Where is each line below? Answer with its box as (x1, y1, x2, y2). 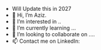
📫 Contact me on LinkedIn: (11, 37, 80, 45)
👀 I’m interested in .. (11, 18, 61, 25)
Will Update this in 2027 (11, 5, 72, 12)
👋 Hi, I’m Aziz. (11, 11, 47, 19)
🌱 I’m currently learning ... (11, 24, 76, 31)
